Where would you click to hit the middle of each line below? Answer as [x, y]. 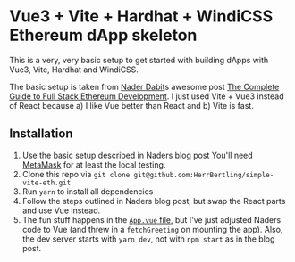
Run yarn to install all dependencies [88, 191]
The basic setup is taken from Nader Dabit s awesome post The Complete [144, 86]
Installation [41, 134]
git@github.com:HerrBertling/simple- [204, 175]
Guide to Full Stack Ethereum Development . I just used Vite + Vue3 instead [147, 96]
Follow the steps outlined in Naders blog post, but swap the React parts [154, 201]
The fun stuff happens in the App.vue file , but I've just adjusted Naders [152, 219]
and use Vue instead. [61, 210]
